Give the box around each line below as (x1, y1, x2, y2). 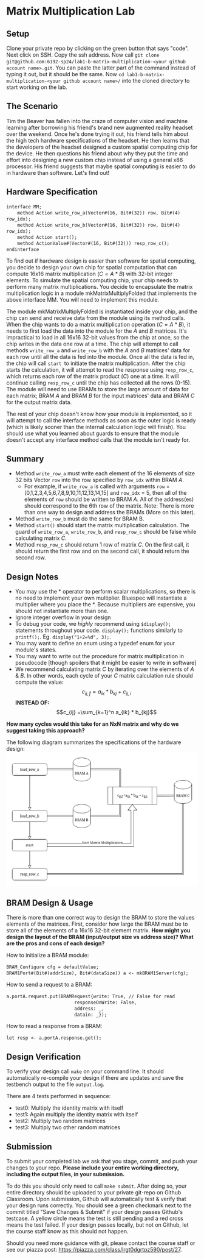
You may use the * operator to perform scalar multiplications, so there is (15, 588, 196, 595)
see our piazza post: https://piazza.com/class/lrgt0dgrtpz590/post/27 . (6, 1246, 182, 1253)
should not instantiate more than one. (15, 608, 109, 615)
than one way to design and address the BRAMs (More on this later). (24, 509, 195, 516)
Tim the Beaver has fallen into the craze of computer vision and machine (6, 117, 188, 124)
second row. (15, 554, 47, 561)
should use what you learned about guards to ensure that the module (6, 430, 179, 437)
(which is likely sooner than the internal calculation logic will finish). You (6, 423, 186, 430)
